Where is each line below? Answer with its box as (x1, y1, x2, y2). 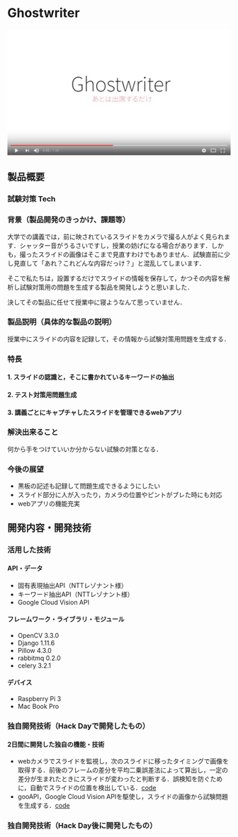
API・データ (7, 564, 43, 572)
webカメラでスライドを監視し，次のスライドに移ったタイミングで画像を (17, 757, 229, 765)
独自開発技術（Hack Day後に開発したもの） (7, 821, 157, 831)
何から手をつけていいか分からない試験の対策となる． (7, 445, 163, 453)
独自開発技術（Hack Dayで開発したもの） (7, 721, 150, 731)
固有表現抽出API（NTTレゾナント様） (17, 581, 127, 589)
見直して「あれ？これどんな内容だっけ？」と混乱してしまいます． (13, 258, 205, 267)
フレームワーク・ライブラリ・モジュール (7, 615, 125, 624)
